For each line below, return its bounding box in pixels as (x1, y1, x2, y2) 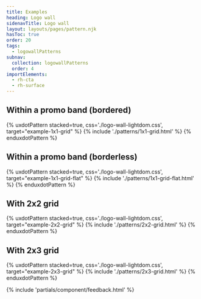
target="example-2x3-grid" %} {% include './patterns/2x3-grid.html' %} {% (6, 268, 196, 275)
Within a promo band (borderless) (6, 152, 138, 162)
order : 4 (12, 65, 34, 72)
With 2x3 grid (6, 245, 60, 256)
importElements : (6, 71, 48, 77)
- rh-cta (12, 77, 34, 83)
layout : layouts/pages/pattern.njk (6, 26, 97, 32)
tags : (6, 43, 20, 49)
